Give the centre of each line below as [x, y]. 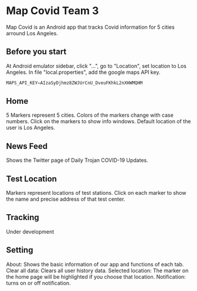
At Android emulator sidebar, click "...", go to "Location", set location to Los [96, 66]
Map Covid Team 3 [52, 11]
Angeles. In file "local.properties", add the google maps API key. [83, 72]
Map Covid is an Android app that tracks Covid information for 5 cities [90, 27]
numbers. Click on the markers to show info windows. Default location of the [98, 121]
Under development [30, 231]
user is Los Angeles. [31, 128]
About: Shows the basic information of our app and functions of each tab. [95, 264]
